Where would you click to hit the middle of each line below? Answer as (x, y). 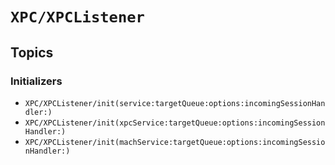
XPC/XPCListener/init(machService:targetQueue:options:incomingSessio (175, 142)
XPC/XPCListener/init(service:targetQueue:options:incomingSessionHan (175, 103)
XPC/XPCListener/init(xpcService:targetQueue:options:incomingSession (175, 123)
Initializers (36, 81)
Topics (32, 52)
